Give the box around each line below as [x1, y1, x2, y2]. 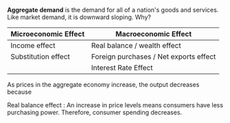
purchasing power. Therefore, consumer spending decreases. [7, 109, 183, 116]
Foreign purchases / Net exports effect [91, 52, 216, 61]
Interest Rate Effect [91, 63, 153, 72]
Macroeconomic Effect [115, 29, 192, 38]
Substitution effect [10, 52, 71, 61]
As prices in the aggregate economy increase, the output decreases [7, 81, 200, 88]
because [7, 88, 32, 96]
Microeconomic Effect [10, 29, 85, 38]
